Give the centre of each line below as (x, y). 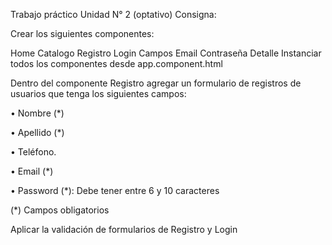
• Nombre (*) (37, 113)
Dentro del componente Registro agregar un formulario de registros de (156, 83)
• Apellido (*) (37, 132)
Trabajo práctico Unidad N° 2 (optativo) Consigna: (113, 14)
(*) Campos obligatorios (60, 210)
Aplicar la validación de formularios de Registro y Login (124, 229)
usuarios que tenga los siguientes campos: (98, 93)
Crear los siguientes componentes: (82, 33)
